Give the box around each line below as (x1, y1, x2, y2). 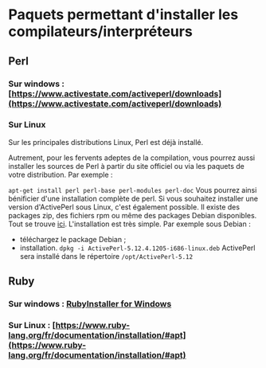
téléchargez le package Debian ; (19, 234, 127, 244)
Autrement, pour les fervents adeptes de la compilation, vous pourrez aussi (8, 153, 256, 162)
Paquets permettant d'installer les (8, 6, 239, 24)
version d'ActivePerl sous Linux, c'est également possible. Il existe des (8, 202, 241, 212)
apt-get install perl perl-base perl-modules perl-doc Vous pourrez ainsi (8, 185, 257, 194)
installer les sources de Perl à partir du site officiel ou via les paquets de (8, 161, 244, 170)
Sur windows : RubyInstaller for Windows (8, 299, 172, 310)
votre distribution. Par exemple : (8, 170, 113, 179)
